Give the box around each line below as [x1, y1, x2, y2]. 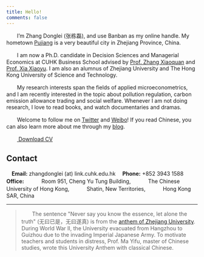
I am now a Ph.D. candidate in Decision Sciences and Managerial [16, 51, 179, 58]
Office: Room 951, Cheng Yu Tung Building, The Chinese [6, 177, 180, 185]
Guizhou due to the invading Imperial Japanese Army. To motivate [21, 231, 186, 239]
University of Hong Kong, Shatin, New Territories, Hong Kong [6, 185, 191, 193]
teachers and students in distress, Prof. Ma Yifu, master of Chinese [21, 238, 189, 245]
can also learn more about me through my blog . [6, 123, 126, 130]
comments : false [6, 15, 47, 21]
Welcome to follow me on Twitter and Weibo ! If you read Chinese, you [16, 116, 192, 123]
